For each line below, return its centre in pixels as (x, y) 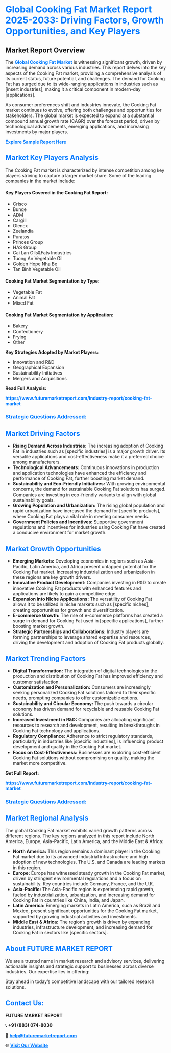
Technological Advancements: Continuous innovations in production (86, 467)
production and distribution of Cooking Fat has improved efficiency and (88, 676)
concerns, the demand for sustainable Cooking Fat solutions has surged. (89, 489)
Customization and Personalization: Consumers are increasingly (81, 687)
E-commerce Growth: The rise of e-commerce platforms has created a (88, 615)
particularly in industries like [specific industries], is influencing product (88, 741)
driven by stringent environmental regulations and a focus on (77, 878)
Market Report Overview (45, 50)
